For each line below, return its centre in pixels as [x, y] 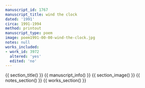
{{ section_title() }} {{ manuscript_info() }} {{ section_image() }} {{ [73, 75]
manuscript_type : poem [29, 33]
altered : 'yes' [26, 56]
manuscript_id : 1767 [27, 10]
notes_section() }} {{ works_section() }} [46, 80]
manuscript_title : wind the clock [41, 14]
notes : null [18, 42]
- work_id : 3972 [22, 51]
